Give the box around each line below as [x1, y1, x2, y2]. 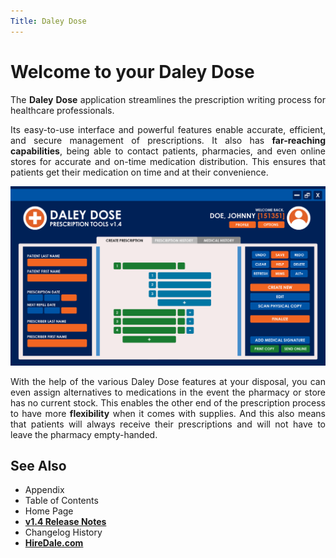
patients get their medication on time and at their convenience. [10, 166, 269, 178]
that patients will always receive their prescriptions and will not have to [10, 418, 326, 430]
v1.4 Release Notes [24, 516, 107, 528]
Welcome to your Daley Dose [10, 60, 255, 83]
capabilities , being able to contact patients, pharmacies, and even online [10, 145, 326, 157]
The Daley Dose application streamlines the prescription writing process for [10, 93, 327, 105]
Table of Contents [24, 495, 99, 507]
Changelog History [24, 526, 103, 539]
